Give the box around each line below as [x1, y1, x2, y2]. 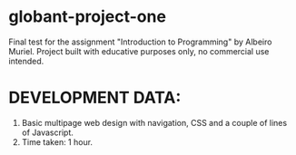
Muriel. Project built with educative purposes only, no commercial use [8, 45, 270, 56]
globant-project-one [8, 6, 167, 27]
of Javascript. [21, 127, 74, 138]
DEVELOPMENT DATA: [8, 88, 182, 108]
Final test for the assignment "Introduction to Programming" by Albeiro [8, 36, 272, 47]
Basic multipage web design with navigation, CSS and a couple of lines [21, 117, 288, 128]
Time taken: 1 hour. [21, 136, 93, 147]
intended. [8, 55, 44, 66]
